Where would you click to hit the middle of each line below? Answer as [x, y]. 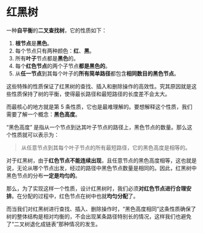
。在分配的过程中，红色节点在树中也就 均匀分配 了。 [75, 196]
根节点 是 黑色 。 [34, 43]
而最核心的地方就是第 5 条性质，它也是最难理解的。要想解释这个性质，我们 [99, 107]
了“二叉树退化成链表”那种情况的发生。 [54, 224]
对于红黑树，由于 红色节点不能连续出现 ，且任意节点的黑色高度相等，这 [94, 160]
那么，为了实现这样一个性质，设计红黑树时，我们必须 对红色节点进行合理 [96, 188]
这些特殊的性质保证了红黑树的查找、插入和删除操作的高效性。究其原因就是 [99, 86]
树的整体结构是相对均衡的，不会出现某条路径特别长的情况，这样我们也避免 [99, 216]
